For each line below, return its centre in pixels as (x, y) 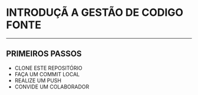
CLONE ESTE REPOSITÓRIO (48, 68)
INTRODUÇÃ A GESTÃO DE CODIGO (95, 13)
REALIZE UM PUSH (38, 80)
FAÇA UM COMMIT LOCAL (47, 74)
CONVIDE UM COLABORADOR (52, 86)
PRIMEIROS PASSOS (44, 54)
